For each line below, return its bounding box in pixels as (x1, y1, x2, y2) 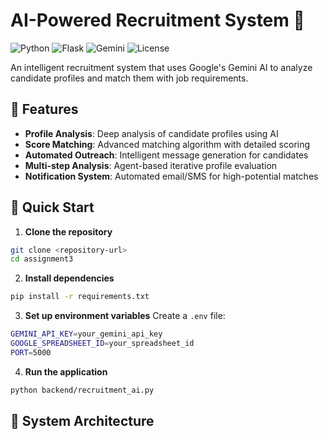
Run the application (24, 365, 108, 378)
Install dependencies (24, 272, 115, 284)
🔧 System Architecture (10, 413, 155, 430)
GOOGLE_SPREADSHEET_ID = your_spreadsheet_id (10, 339, 195, 349)
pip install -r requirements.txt (10, 292, 150, 302)
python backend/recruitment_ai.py (10, 385, 155, 395)
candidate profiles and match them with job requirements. (10, 72, 249, 84)
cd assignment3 (10, 254, 74, 264)
